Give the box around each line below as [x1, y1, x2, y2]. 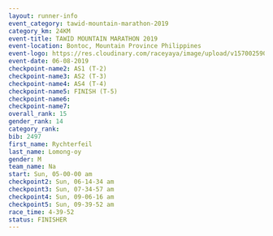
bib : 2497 [8, 132, 42, 140]
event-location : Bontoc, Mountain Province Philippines [8, 42, 201, 50]
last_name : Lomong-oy [8, 148, 82, 156]
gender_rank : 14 [8, 118, 63, 126]
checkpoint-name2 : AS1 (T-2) [8, 65, 107, 73]
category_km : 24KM [8, 27, 71, 35]
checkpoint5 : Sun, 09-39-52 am [8, 200, 115, 208]
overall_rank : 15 [8, 110, 67, 118]
